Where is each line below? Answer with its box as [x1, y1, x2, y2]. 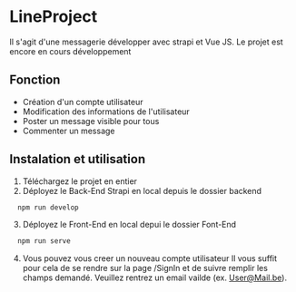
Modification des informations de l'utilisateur [22, 106, 191, 117]
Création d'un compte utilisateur [22, 96, 143, 107]
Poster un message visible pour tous [22, 115, 160, 126]
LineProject [9, 6, 98, 27]
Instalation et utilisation [9, 151, 146, 167]
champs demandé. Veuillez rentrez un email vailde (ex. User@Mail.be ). [22, 272, 288, 283]
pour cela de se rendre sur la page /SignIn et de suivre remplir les [22, 263, 268, 274]
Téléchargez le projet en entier [22, 175, 138, 187]
